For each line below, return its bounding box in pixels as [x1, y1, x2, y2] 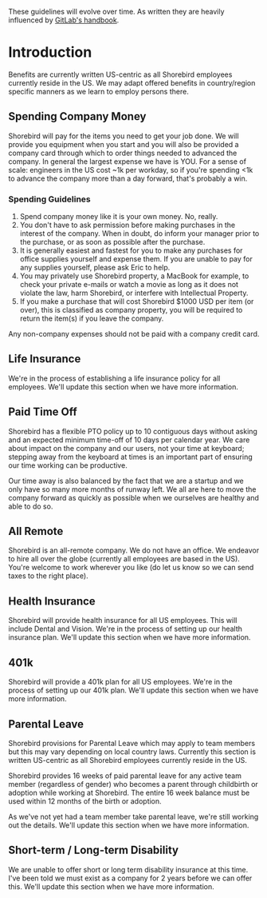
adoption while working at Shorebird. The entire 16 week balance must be [8, 788, 250, 797]
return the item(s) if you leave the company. [19, 313, 164, 323]
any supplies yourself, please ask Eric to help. [19, 263, 171, 273]
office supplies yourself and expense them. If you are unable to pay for [19, 254, 253, 264]
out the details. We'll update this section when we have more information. [8, 820, 249, 830]
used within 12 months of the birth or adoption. [8, 796, 162, 806]
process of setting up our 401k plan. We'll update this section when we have [8, 685, 259, 695]
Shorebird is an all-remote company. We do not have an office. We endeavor [8, 545, 260, 555]
